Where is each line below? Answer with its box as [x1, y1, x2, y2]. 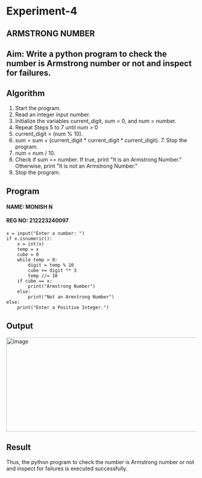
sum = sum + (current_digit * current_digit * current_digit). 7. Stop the [14, 136, 188, 143]
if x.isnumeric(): [6, 235, 52, 241]
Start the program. [14, 104, 62, 111]
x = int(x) [17, 241, 45, 247]
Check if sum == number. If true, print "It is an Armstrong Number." [14, 156, 182, 163]
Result [6, 442, 31, 453]
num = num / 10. [14, 149, 55, 157]
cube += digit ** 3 [28, 267, 77, 273]
